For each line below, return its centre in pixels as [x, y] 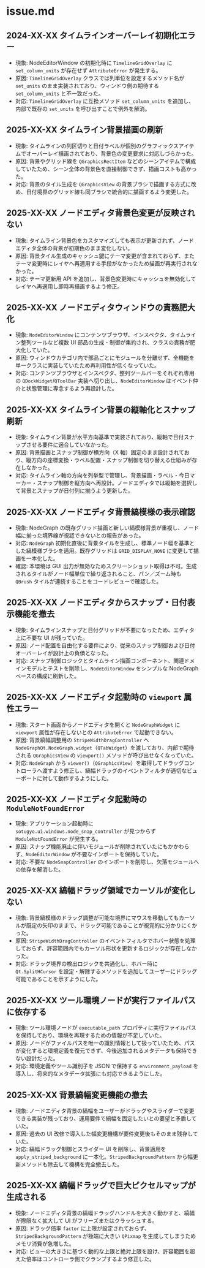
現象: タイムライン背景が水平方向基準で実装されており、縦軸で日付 [99, 437]
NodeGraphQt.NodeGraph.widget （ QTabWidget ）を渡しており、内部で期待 [105, 747]
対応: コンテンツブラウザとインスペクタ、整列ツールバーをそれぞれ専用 [105, 373]
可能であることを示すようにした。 [58, 979]
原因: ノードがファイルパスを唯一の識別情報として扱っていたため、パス [105, 1043]
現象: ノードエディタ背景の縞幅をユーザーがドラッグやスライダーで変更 [105, 1110]
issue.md [31, 11]
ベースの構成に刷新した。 [47, 676]
